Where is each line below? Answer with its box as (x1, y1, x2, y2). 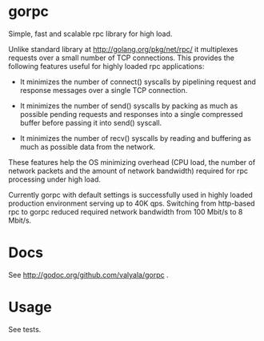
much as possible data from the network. (19, 142, 156, 151)
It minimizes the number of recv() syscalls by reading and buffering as (19, 133, 252, 142)
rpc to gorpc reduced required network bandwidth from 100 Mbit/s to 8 (8, 207, 243, 216)
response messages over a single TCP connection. (19, 85, 188, 94)
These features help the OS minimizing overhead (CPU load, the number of (8, 157, 256, 166)
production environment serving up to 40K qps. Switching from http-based (8, 199, 255, 208)
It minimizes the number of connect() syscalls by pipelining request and (19, 77, 256, 86)
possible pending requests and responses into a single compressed (19, 109, 243, 118)
